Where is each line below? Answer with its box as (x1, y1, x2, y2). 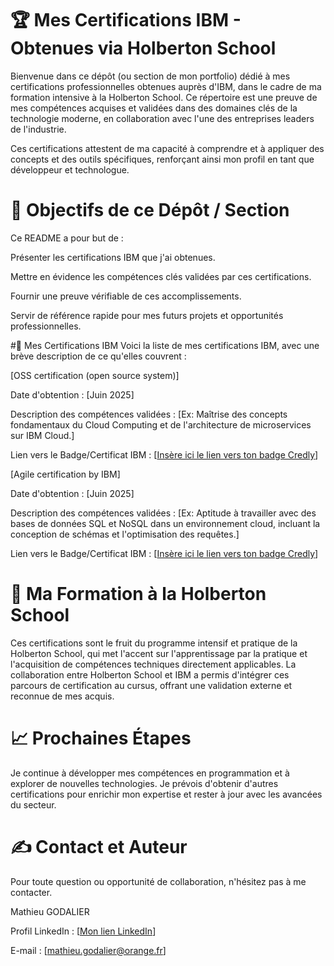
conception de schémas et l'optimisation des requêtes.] (10, 528, 240, 540)
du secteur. (10, 798, 57, 811)
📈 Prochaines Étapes (10, 727, 192, 749)
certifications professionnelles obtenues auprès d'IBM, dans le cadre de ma (10, 80, 322, 92)
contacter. (10, 886, 53, 898)
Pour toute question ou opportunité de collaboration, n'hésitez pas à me (10, 875, 307, 887)
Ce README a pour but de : (10, 232, 124, 244)
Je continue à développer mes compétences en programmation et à (10, 767, 290, 779)
